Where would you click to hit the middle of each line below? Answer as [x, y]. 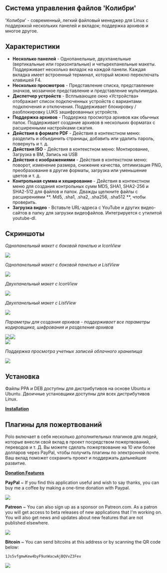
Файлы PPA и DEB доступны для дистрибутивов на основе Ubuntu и [78, 388]
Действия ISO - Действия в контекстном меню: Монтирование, [81, 149]
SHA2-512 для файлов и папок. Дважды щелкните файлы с [75, 191]
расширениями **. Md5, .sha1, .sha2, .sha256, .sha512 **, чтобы [79, 196]
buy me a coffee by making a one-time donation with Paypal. [68, 488]
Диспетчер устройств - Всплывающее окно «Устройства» [75, 96]
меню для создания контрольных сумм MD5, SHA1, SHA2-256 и [80, 186]
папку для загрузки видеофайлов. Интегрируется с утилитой [97, 212]
